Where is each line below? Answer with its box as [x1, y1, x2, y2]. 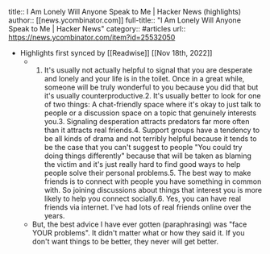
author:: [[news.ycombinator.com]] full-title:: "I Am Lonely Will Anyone [8, 15, 242, 25]
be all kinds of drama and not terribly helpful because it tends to [44, 134, 257, 144]
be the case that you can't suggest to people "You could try [44, 143, 243, 152]
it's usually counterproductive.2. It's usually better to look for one [44, 91, 261, 100]
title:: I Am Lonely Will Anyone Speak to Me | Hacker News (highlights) [8, 7, 242, 16]
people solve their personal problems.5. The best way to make [44, 169, 251, 177]
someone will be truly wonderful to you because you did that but [44, 82, 259, 92]
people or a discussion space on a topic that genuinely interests [44, 108, 256, 118]
